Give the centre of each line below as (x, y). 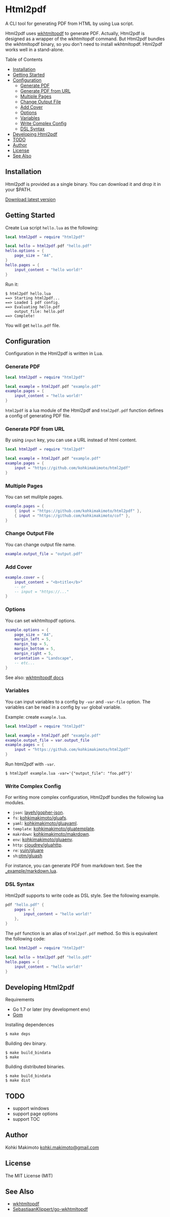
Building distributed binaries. (35, 1067)
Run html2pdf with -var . (30, 764)
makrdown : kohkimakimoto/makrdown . (51, 834)
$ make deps (18, 1034)
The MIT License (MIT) (29, 1176)
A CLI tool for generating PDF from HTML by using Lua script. (70, 23)
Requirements (20, 1000)
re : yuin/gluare (28, 851)
